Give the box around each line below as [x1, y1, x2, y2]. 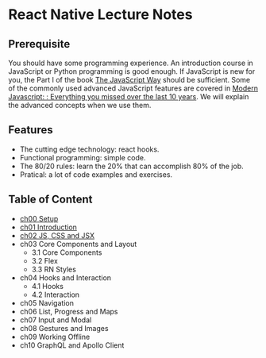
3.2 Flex [31, 256, 58, 265]
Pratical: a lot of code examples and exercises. [19, 169, 173, 179]
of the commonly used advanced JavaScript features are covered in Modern [8, 83, 258, 93]
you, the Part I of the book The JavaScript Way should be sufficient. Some [8, 75, 251, 84]
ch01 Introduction [19, 222, 78, 232]
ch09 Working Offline [19, 332, 91, 341]
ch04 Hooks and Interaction [19, 272, 112, 283]
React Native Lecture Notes [8, 6, 193, 24]
